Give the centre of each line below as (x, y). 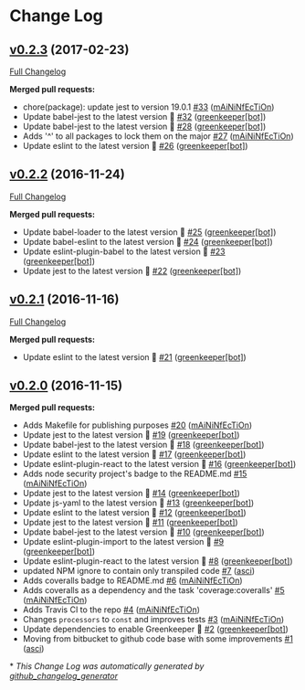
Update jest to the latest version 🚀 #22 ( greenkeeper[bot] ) (132, 271)
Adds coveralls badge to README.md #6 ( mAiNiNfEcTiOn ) (133, 580)
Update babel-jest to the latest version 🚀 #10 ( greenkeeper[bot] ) (143, 532)
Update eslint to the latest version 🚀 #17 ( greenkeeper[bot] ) (134, 454)
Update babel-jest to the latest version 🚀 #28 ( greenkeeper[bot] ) (144, 126)
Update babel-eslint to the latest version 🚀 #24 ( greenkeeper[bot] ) (147, 241)
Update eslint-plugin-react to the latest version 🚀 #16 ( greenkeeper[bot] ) (159, 464)
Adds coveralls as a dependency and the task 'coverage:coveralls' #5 (153, 590)
